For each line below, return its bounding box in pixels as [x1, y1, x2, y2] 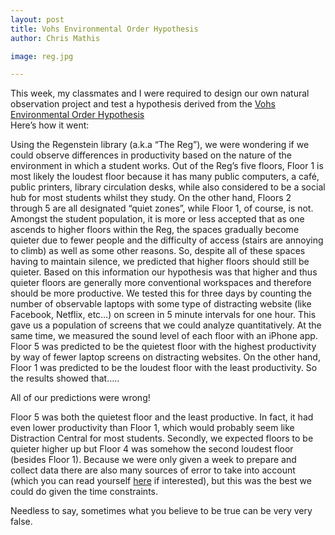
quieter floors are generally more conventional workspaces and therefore [10, 277, 312, 289]
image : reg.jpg [10, 51, 74, 61]
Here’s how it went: [10, 119, 90, 131]
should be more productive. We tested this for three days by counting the [10, 287, 312, 300]
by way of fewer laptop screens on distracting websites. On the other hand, [10, 351, 321, 363]
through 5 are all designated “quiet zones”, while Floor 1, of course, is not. [10, 202, 314, 215]
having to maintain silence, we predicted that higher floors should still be [10, 256, 310, 268]
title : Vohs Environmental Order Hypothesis [10, 24, 199, 34]
